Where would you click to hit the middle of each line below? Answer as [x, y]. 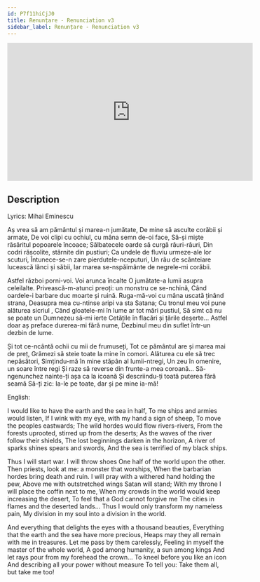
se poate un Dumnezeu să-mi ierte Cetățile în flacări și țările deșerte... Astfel [117, 318]
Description [33, 199]
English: [19, 398]
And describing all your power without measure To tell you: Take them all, [113, 564]
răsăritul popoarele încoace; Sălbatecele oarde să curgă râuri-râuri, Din [110, 245]
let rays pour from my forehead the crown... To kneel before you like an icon [117, 557]
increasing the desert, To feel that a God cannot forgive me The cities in [111, 499]
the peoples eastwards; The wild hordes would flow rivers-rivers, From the [115, 426]
